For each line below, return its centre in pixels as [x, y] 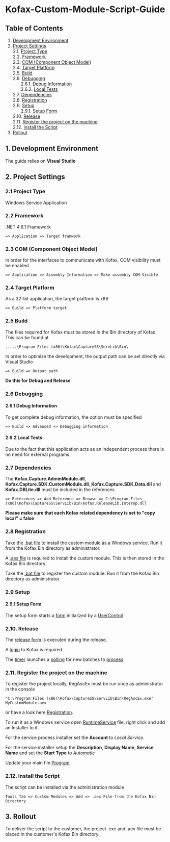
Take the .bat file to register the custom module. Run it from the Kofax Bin [82, 573]
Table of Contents [34, 28]
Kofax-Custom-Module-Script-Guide [85, 9]
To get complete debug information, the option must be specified [74, 417]
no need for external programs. [38, 454]
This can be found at [27, 337]
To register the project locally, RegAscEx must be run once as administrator [84, 684]
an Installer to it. [22, 728]
